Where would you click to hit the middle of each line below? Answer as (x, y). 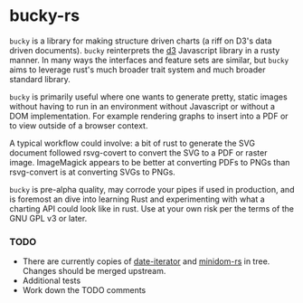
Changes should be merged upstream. (94, 271)
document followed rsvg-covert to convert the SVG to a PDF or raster (138, 152)
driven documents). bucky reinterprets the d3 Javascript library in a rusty (145, 50)
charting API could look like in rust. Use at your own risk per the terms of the (151, 208)
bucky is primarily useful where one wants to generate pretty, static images (148, 97)
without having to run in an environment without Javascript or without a (142, 106)
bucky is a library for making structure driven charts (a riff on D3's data (141, 41)
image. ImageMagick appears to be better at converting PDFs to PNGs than (150, 162)
